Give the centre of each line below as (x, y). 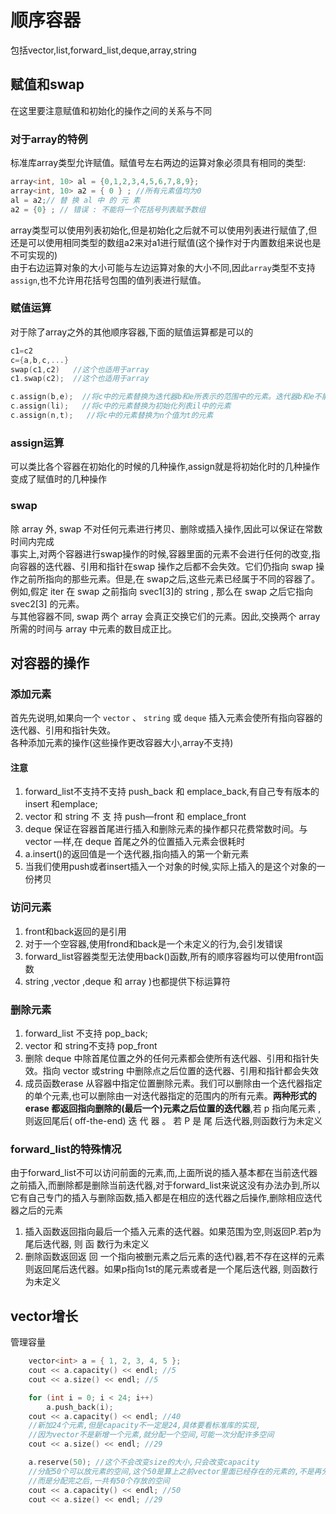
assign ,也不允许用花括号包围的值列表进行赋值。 (108, 280)
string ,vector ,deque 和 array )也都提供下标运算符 (128, 981)
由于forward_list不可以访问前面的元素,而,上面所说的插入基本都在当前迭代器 (164, 1173)
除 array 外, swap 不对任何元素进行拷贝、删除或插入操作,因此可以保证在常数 (166, 528)
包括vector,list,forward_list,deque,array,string (103, 50)
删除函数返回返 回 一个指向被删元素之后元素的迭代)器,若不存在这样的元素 (174, 1257)
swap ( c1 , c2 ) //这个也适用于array (80, 369)
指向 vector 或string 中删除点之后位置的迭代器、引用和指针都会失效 (181, 1071)
